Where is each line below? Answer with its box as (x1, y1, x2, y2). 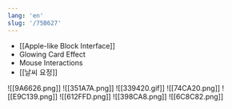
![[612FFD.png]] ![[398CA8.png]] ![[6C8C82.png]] (58, 91, 224, 101)
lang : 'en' (7, 11, 44, 20)
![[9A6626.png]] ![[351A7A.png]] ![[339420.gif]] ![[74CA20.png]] (7, 83, 221, 92)
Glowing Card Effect (18, 49, 86, 59)
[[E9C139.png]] (7, 91, 58, 101)
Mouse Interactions (18, 57, 83, 68)
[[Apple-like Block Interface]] (18, 41, 115, 50)
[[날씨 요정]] (18, 67, 58, 76)
